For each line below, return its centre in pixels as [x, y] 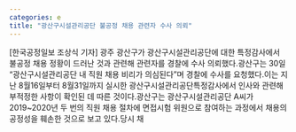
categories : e [35, 17]
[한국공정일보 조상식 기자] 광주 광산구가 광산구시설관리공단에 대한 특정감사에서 [145, 52]
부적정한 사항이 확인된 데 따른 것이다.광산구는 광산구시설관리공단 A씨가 [132, 96]
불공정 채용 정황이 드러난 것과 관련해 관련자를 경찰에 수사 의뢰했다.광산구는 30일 [148, 63]
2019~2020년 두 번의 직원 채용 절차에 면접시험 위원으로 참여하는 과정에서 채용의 [148, 107]
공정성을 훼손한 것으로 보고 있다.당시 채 [77, 118]
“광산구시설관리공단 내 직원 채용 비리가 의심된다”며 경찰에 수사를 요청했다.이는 [144, 74]
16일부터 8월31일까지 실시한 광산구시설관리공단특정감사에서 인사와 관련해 [157, 85]
